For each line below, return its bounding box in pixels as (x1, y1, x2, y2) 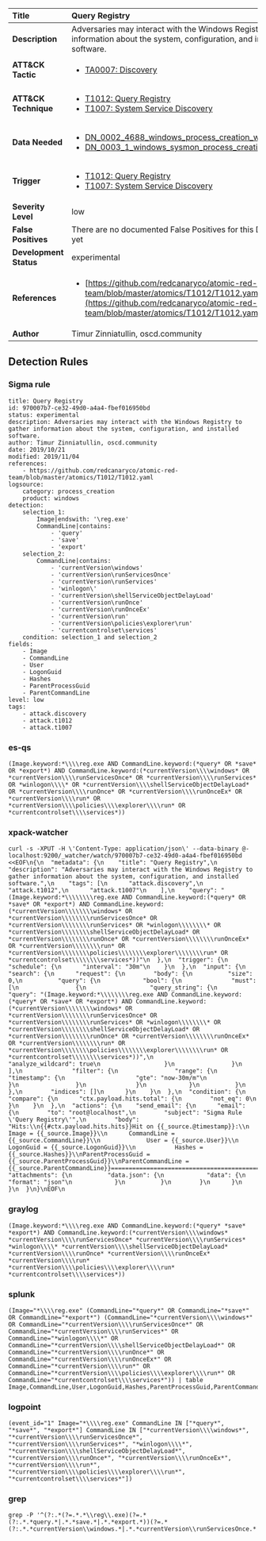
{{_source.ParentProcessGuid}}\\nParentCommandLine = (8, 1158, 190, 1165)
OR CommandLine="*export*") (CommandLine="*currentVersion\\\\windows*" (8, 1313, 253, 1321)
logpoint (8, 1401, 41, 1412)
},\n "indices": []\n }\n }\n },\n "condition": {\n (8, 1088, 246, 1096)
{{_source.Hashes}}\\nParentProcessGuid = (8, 1150, 150, 1158)
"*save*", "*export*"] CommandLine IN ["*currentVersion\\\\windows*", (8, 1427, 249, 1435)
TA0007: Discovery (85, 64, 158, 75)
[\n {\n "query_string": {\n (8, 984, 218, 992)
